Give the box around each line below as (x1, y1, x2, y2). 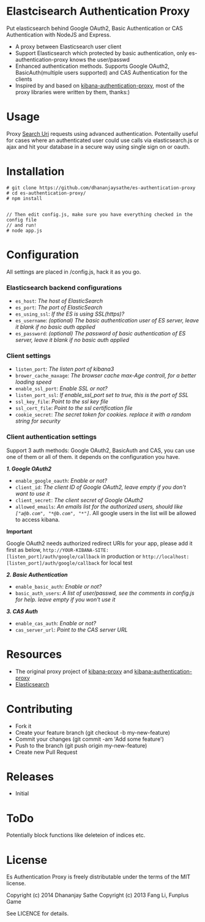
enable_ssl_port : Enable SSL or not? (15, 385, 108, 392)
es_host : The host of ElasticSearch (15, 297, 103, 305)
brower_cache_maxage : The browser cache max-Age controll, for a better (15, 372, 196, 379)
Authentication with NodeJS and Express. (6, 31, 111, 38)
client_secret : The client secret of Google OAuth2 (15, 496, 144, 504)
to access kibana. (15, 516, 60, 523)
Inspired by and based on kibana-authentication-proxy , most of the (15, 81, 185, 89)
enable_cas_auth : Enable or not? (15, 619, 97, 626)
